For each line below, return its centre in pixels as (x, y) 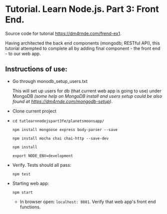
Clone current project (34, 111)
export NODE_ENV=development (43, 156)
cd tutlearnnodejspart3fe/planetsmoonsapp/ (58, 121)
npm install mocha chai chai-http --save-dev (60, 138)
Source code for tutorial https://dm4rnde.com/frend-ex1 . (63, 33)
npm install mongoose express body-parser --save (65, 130)
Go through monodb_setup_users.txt (50, 81)
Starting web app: (31, 183)
